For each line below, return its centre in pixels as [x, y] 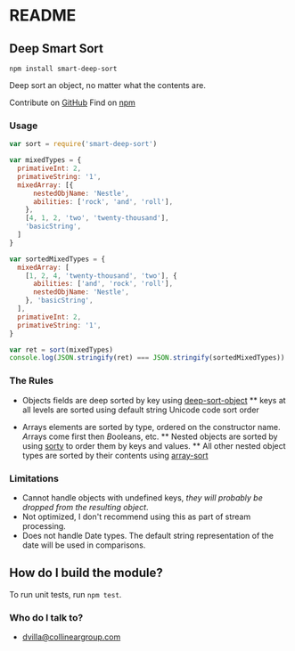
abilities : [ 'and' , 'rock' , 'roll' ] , [103, 284]
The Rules [31, 381]
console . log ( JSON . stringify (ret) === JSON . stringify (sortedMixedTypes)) [147, 358]
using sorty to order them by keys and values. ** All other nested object [154, 445]
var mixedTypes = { [45, 160]
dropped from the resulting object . [85, 507]
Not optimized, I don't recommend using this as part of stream [136, 517]
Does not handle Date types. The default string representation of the [148, 535]
